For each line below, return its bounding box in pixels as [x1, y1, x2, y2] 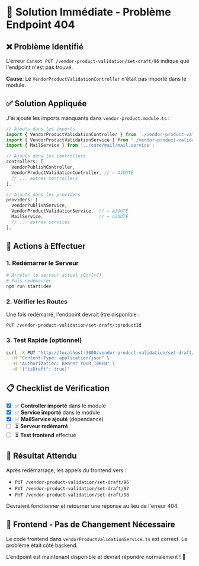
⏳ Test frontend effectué [14, 432, 76, 439]
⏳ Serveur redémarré [14, 423, 68, 430]
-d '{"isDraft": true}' [11, 366, 70, 372]
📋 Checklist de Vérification [6, 383, 110, 394]
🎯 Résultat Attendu [6, 451, 77, 461]
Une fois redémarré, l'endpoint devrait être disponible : [6, 311, 140, 318]
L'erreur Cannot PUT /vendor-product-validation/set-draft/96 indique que [6, 58, 190, 64]
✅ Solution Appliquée [6, 99, 87, 109]
